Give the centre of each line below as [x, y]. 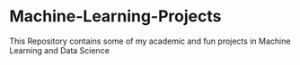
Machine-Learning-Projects [115, 16]
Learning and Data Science [60, 50]
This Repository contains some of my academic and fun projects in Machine [150, 41]
